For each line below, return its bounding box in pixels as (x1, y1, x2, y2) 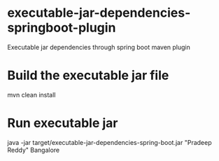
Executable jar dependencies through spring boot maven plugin (7, 43, 191, 51)
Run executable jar (7, 115, 118, 131)
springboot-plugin (7, 20, 116, 36)
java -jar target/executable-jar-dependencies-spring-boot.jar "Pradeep (7, 138, 212, 146)
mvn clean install (7, 90, 56, 99)
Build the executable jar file (7, 68, 169, 83)
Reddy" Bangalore (7, 146, 60, 154)
